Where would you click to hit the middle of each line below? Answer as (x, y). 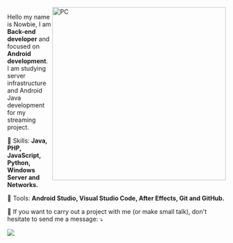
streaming (21, 120)
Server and (24, 177)
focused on (24, 46)
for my (17, 112)
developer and (28, 39)
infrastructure (27, 83)
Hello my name (29, 17)
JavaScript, (24, 155)
